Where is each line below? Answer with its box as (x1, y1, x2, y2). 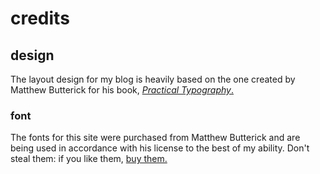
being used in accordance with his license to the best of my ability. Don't (10, 142, 310, 154)
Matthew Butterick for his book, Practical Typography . (10, 84, 235, 96)
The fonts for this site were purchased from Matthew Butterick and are (10, 132, 301, 144)
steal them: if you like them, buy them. (10, 153, 168, 165)
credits (10, 7, 70, 30)
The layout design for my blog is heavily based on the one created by (10, 73, 296, 85)
